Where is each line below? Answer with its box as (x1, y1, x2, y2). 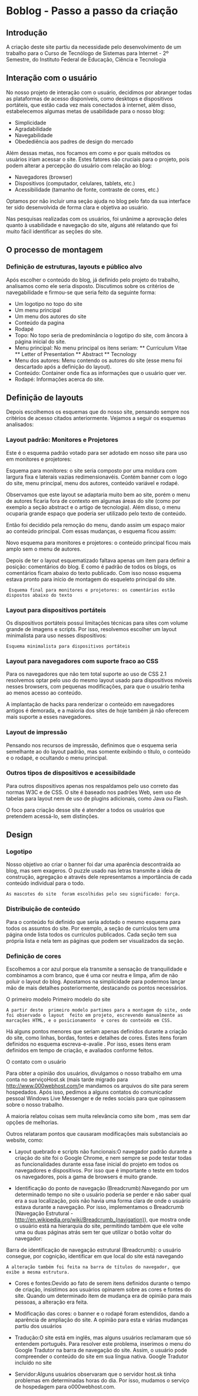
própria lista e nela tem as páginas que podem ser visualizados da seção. (6, 937, 184, 944)
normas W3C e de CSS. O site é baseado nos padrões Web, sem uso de (6, 789, 181, 796)
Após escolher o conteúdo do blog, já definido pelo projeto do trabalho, (6, 276, 180, 283)
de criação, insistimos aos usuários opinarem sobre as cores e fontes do (14, 1286, 192, 1293)
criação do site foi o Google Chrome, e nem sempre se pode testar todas (14, 1155, 192, 1162)
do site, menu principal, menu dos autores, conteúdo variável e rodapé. (6, 479, 180, 486)
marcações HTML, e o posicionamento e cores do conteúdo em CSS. (6, 1017, 173, 1024)
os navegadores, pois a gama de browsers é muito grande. (14, 1173, 158, 1181)
